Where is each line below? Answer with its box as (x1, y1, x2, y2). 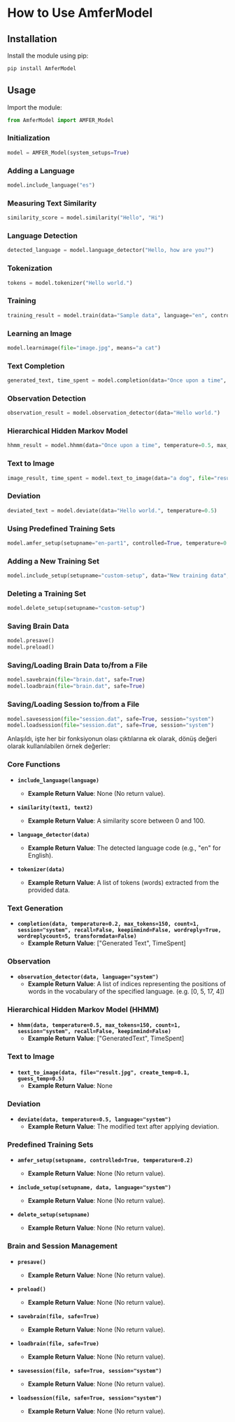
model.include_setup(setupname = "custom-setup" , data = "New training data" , (7, 572, 230, 580)
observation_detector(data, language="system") (17, 974, 159, 981)
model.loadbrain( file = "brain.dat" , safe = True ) (7, 683, 145, 690)
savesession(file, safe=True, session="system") (17, 1367, 162, 1374)
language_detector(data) (17, 831, 90, 838)
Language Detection (7, 231, 78, 240)
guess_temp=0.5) (17, 1075, 65, 1082)
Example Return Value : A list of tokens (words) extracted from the (27, 878, 219, 886)
